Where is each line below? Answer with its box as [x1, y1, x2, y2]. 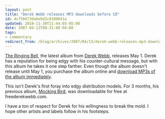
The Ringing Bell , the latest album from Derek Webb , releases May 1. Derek [5, 53, 157, 59]
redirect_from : [5, 39, 36, 44]
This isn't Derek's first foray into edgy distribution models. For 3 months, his [5, 83, 159, 89]
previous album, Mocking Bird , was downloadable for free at [5, 88, 127, 94]
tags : [5, 30, 16, 35]
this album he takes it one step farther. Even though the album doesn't [5, 63, 147, 69]
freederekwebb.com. [5, 93, 48, 99]
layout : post [5, 7, 32, 12]
